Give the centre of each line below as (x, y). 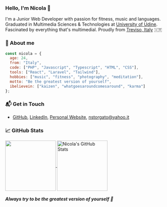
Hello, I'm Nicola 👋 (28, 8)
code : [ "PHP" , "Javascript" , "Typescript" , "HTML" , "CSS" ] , (74, 67)
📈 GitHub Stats (24, 130)
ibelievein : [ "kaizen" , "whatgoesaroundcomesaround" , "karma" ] (77, 86)
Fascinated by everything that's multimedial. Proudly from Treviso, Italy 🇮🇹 (84, 30)
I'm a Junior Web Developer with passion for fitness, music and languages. (83, 19)
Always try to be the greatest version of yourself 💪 (59, 199)
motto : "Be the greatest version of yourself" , (61, 82)
